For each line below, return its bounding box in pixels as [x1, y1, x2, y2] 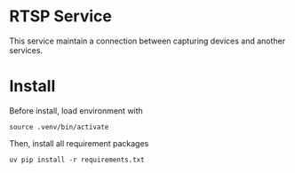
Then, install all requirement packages [9, 138, 149, 148]
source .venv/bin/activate [9, 122, 109, 131]
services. [9, 44, 43, 55]
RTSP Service [9, 6, 113, 27]
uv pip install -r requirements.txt [9, 155, 145, 164]
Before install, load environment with [9, 105, 144, 116]
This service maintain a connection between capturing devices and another [9, 35, 286, 46]
